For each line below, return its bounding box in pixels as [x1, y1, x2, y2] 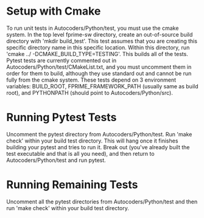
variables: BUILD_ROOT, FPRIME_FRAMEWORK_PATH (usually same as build [6, 82, 199, 90]
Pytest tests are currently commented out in [6, 57, 117, 64]
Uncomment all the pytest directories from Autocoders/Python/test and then [6, 198, 198, 205]
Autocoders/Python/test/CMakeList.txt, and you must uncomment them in [6, 63, 192, 71]
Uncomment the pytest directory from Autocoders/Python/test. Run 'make [6, 130, 192, 138]
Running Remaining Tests [6, 178, 138, 192]
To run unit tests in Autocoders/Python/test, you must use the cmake [6, 24, 179, 32]
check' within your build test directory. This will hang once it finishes [6, 137, 178, 144]
